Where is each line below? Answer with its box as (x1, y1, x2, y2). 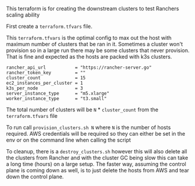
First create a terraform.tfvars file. (6, 23, 93, 30)
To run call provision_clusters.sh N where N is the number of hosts (6, 124, 171, 131)
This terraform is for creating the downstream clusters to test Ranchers (6, 5, 179, 12)
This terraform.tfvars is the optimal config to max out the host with (6, 34, 172, 41)
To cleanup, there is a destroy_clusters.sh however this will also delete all (6, 148, 187, 155)
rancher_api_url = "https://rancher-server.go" (6, 65, 152, 70)
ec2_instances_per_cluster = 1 (6, 80, 83, 86)
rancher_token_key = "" (6, 70, 86, 76)
